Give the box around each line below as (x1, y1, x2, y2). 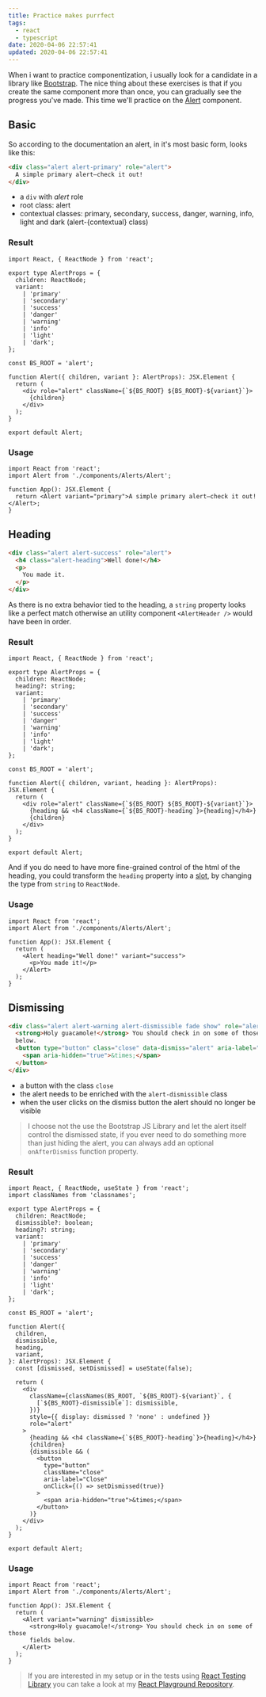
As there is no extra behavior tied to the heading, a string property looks (8, 600, 246, 610)
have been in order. (8, 617, 71, 627)
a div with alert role (19, 192, 84, 202)
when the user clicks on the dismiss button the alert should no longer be (19, 1097, 256, 1107)
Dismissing (8, 1001, 65, 1015)
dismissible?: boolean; (15, 1218, 93, 1226)
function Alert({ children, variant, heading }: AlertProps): (8, 780, 218, 787)
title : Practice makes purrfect (8, 11, 115, 20)
